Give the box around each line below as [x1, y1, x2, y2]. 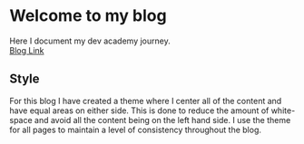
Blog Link [9, 44, 44, 55]
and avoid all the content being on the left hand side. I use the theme [34, 114, 291, 125]
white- [270, 105, 296, 116]
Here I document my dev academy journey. [9, 35, 171, 46]
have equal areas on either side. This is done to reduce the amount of [9, 105, 270, 116]
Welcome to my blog [9, 5, 167, 26]
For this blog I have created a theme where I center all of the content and [9, 95, 282, 106]
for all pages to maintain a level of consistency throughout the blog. [9, 124, 261, 135]
